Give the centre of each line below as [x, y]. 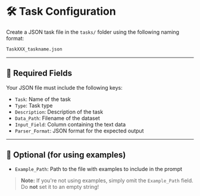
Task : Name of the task [43, 99]
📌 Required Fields [39, 73]
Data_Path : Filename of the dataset [57, 118]
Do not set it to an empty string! [60, 187]
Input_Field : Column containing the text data [70, 124]
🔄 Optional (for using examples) [66, 155]
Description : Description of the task [59, 112]
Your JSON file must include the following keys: [65, 87]
